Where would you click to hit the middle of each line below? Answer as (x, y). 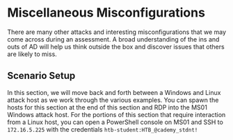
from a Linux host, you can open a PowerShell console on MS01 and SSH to (115, 122)
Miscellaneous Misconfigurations (106, 13)
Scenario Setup (41, 76)
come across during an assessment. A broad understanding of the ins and (113, 39)
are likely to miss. (32, 54)
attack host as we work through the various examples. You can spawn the (113, 100)
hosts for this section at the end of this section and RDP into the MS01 (107, 107)
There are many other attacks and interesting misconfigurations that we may (117, 32)
